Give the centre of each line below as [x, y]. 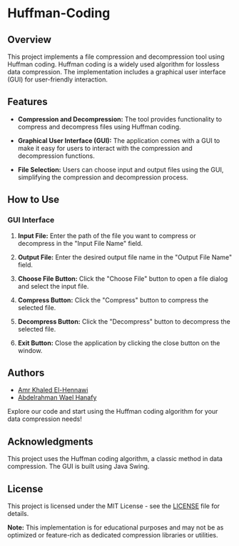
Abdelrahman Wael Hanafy [57, 397]
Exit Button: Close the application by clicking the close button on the [119, 343]
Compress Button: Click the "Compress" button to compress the [113, 300]
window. [30, 350]
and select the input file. [53, 286]
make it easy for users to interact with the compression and [105, 148]
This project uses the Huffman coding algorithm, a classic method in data [115, 459]
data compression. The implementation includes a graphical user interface [117, 72]
